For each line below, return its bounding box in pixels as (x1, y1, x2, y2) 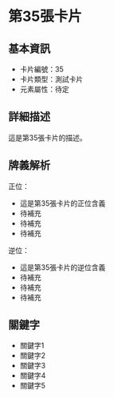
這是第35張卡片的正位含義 (19, 198, 106, 208)
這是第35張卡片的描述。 (8, 133, 87, 143)
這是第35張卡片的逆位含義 (19, 262, 106, 272)
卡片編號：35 (19, 65, 64, 74)
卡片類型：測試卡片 (19, 74, 84, 84)
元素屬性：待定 (19, 85, 69, 94)
